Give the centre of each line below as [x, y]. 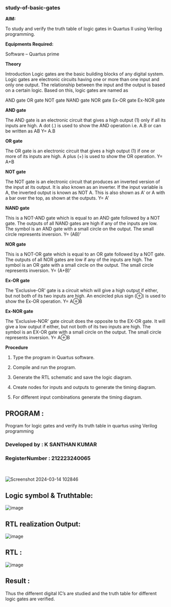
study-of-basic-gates [33, 8]
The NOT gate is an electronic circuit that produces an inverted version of [83, 182]
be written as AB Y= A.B [30, 131]
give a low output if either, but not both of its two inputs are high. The [78, 327]
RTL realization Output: [43, 524]
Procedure [17, 347]
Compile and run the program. [44, 367]
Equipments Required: [29, 44]
